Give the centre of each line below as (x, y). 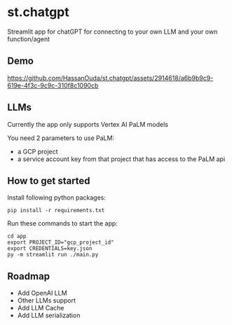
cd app (17, 236)
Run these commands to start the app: (62, 223)
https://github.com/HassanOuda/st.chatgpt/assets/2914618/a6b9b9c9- (110, 78)
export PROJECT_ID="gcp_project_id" (61, 242)
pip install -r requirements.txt (56, 211)
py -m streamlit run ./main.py (53, 255)
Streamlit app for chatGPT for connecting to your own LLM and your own (112, 32)
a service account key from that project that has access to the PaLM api (121, 159)
